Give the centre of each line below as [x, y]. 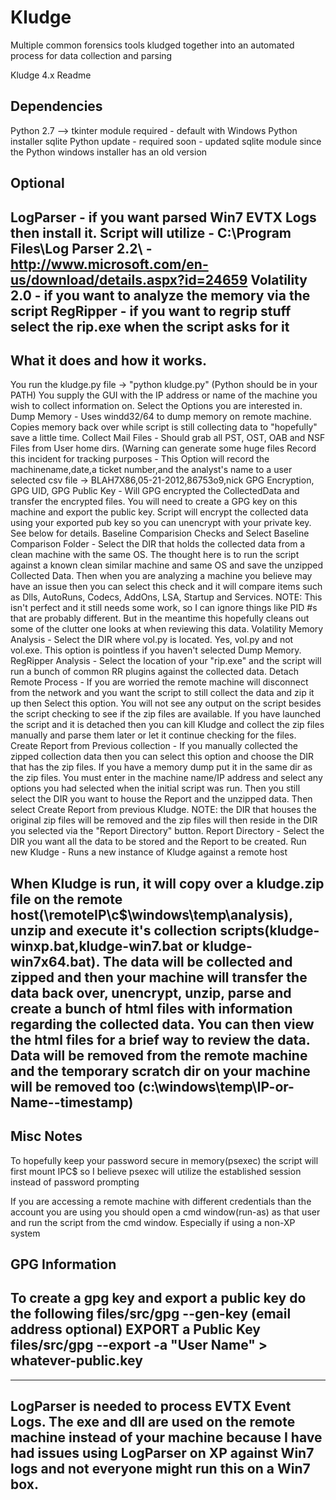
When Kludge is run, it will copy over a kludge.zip [167, 883]
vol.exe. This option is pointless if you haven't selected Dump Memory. [156, 650]
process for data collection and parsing [91, 55]
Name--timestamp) [72, 1102]
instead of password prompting [75, 1182]
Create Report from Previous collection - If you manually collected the [154, 746]
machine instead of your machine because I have [166, 1437]
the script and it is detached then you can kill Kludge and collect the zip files [167, 725]
